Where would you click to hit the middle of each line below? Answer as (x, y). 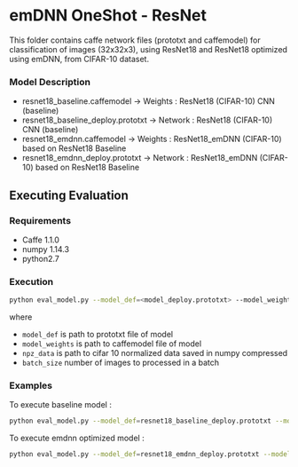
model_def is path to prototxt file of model (98, 335)
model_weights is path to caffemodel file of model (112, 344)
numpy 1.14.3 (45, 249)
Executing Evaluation (69, 195)
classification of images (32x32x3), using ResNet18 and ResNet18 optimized (149, 49)
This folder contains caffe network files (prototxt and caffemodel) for (135, 40)
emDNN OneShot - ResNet (108, 16)
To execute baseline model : (61, 405)
